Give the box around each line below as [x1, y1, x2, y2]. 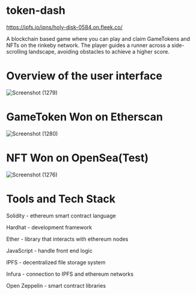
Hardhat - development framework [6, 223, 92, 231]
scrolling [6, 48, 28, 55]
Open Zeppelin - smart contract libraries [6, 282, 106, 289]
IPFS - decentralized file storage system [6, 258, 106, 265]
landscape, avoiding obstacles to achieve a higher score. [28, 48, 170, 55]
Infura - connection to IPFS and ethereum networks [6, 270, 134, 278]
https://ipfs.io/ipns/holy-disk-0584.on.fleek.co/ [6, 23, 123, 31]
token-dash [6, 4, 66, 17]
